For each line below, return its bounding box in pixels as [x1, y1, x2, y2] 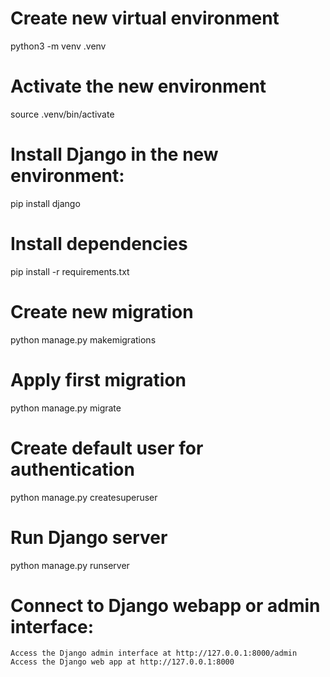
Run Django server [10, 526, 168, 549]
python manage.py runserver [10, 559, 130, 571]
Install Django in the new [10, 143, 219, 166]
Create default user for [10, 437, 204, 459]
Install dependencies [10, 233, 188, 255]
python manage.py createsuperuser [10, 491, 158, 503]
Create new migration [10, 300, 194, 323]
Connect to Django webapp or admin [10, 594, 321, 617]
